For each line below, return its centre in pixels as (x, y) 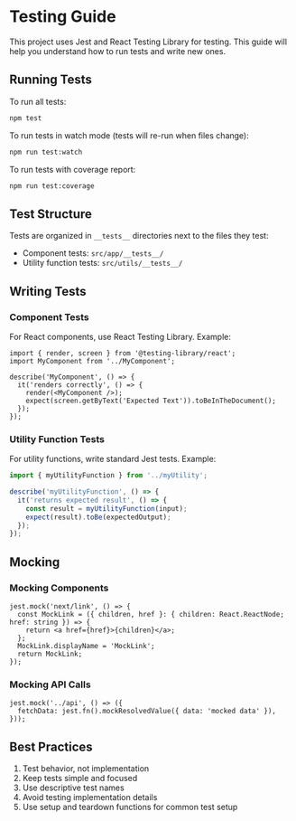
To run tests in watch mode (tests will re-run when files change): (129, 135)
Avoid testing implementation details (90, 797)
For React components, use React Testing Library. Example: (120, 336)
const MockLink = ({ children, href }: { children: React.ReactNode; (151, 614)
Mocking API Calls (51, 684)
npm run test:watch (46, 152)
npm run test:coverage (52, 186)
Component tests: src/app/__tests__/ (93, 253)
